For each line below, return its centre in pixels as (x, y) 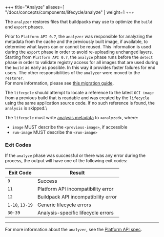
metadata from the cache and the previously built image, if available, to (76, 42)
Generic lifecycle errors (64, 205)
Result (77, 173)
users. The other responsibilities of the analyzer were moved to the (72, 73)
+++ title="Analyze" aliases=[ (35, 7)
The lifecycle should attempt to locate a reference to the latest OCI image (79, 93)
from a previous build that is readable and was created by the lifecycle (77, 98)
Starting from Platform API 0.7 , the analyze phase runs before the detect (79, 57)
